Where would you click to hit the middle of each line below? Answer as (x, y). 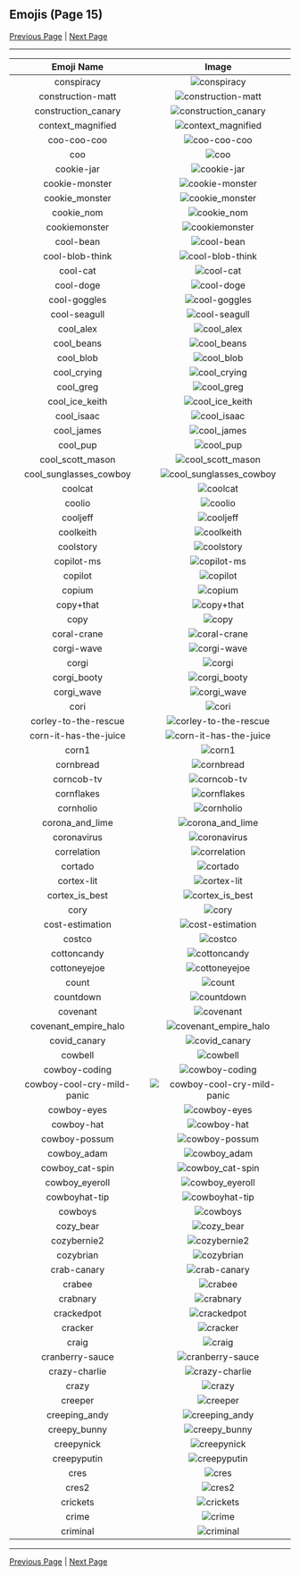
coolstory (78, 546)
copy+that (78, 604)
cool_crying (78, 372)
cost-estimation (77, 924)
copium (78, 590)
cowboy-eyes (77, 1109)
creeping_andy (77, 1414)
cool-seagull (78, 314)
